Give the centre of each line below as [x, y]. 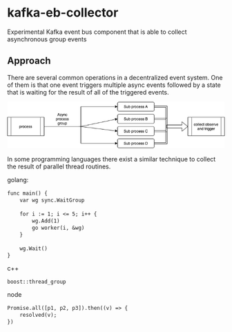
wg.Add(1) [46, 221]
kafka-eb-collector [63, 13]
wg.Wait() [34, 248]
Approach [29, 61]
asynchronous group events [47, 39]
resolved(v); [38, 315]
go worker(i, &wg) [58, 228]
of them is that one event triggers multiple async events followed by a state [114, 85]
